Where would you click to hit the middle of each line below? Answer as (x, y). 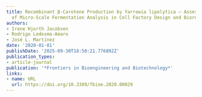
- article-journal (29, 62)
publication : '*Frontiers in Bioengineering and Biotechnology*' (90, 68)
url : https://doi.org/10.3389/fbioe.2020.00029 (72, 85)
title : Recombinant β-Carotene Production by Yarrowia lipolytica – (94, 12)
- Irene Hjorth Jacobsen (37, 29)
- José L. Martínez (31, 40)
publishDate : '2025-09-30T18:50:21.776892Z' (63, 51)
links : (14, 74)
